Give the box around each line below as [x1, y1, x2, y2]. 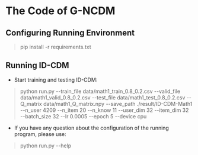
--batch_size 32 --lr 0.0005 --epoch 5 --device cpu [20, 112, 147, 120]
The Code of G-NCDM [5, 4, 116, 18]
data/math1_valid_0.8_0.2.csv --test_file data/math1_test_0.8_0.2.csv [20, 93, 186, 101]
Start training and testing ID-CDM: [14, 76, 98, 83]
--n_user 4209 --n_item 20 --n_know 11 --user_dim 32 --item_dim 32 [20, 106, 189, 114]
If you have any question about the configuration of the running [14, 124, 170, 131]
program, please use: [14, 130, 66, 137]
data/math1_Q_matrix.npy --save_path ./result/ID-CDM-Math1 [43, 100, 193, 107]
